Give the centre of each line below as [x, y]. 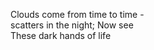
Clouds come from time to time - [77, 14]
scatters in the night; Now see [72, 25]
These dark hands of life [61, 35]
